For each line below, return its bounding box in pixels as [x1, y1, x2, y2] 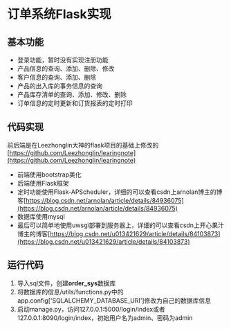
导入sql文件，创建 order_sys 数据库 [17, 278, 116, 287]
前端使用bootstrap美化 [17, 170, 82, 179]
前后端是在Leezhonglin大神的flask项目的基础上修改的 [7, 141, 159, 149]
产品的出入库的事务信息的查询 [17, 82, 102, 90]
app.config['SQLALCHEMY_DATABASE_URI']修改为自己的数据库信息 [17, 296, 211, 305]
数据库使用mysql [17, 212, 66, 220]
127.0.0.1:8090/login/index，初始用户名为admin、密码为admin [17, 313, 193, 322]
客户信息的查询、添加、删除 [17, 73, 97, 81]
